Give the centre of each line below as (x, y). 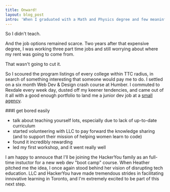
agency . (13, 101)
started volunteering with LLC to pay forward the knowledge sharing (84, 131)
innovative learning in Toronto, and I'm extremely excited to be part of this (82, 179)
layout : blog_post (25, 15)
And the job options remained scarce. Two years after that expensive (77, 44)
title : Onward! (21, 10)
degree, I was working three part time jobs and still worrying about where (82, 49)
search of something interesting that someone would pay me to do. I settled (84, 80)
